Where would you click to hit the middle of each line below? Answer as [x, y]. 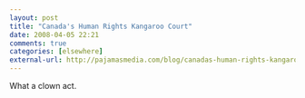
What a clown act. [43, 86]
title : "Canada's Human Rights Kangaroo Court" [101, 26]
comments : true [38, 43]
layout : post [34, 18]
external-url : [36, 60]
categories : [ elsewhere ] [56, 52]
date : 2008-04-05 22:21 [54, 34]
